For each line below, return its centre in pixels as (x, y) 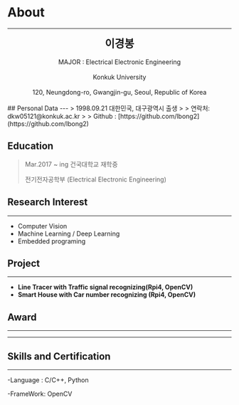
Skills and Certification (59, 356)
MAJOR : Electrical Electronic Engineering (119, 62)
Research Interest (48, 202)
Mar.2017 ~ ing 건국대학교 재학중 (71, 164)
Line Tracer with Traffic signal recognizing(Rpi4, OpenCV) (105, 287)
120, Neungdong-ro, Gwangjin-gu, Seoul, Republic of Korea (119, 92)
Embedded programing (52, 241)
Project (24, 263)
